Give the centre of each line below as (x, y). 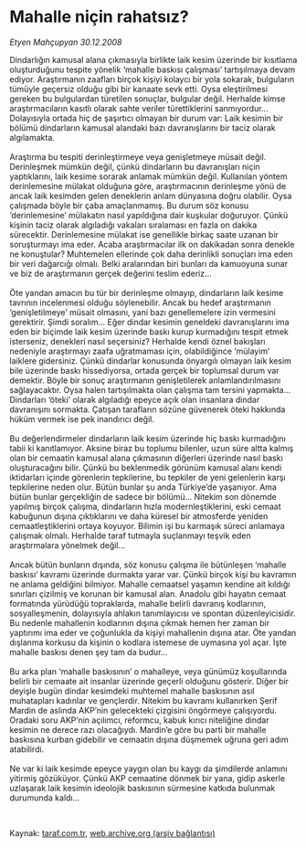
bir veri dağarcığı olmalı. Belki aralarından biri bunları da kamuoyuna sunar (148, 263)
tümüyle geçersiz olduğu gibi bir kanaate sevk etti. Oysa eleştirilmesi (138, 89)
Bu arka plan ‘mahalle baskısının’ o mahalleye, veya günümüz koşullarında (148, 671)
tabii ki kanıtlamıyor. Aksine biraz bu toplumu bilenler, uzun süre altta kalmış (152, 448)
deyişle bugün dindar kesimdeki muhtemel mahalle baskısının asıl (132, 691)
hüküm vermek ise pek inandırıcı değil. (82, 419)
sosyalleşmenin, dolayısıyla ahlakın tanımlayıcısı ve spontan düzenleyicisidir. (153, 613)
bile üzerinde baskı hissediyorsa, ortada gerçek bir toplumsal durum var (145, 370)
